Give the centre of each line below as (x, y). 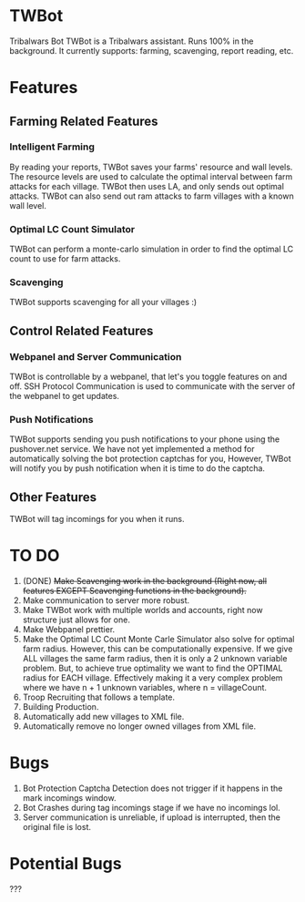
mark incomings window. (69, 798)
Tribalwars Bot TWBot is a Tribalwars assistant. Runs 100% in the (132, 41)
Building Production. (61, 707)
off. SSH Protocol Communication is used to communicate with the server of (152, 386)
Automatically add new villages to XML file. (103, 717)
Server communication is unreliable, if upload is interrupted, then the (151, 817)
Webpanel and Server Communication (96, 356)
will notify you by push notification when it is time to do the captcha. (137, 468)
